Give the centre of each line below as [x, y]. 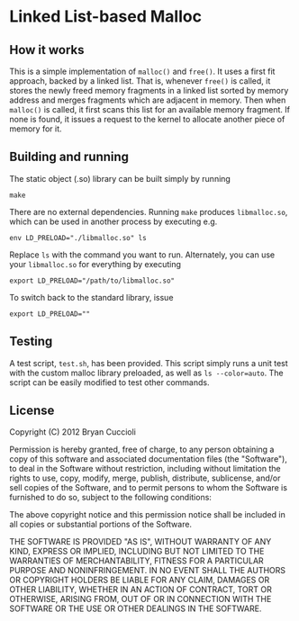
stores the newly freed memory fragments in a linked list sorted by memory [149, 90]
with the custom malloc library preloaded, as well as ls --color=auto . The [146, 373]
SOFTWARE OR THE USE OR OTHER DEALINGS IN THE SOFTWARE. [136, 608]
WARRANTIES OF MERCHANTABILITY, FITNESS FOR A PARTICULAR [136, 561]
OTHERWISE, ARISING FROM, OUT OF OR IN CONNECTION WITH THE [140, 599]
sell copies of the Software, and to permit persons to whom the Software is [149, 488]
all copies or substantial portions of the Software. [100, 525]
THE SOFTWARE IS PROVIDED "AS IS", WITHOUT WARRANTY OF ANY [140, 542]
